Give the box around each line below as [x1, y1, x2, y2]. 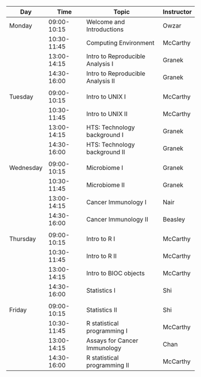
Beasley [162, 215, 185, 223]
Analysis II [86, 77, 115, 85]
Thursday [9, 235, 36, 243]
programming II [86, 361, 130, 369]
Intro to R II [86, 252, 117, 260]
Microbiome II [86, 181, 125, 189]
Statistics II [86, 306, 117, 314]
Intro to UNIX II [86, 110, 127, 118]
